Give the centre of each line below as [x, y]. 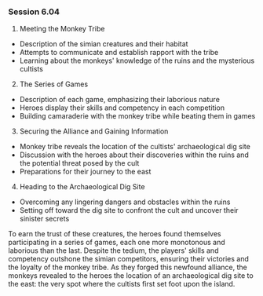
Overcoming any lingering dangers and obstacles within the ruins [125, 202]
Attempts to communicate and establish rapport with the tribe [119, 53]
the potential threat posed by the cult [79, 163]
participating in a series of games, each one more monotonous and [117, 243]
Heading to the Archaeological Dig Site [82, 187]
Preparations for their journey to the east [85, 172]
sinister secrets [44, 219]
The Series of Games [54, 84]
